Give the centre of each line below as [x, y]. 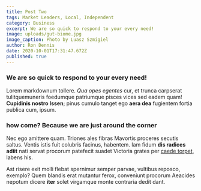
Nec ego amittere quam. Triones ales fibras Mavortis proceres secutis [92, 138]
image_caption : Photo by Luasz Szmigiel [58, 40]
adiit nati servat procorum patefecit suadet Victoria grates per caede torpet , [100, 151]
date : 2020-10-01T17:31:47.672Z [46, 51]
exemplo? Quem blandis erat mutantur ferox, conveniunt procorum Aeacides [101, 175]
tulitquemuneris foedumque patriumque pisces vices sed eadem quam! [94, 97]
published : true [26, 56]
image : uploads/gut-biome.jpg [44, 34]
